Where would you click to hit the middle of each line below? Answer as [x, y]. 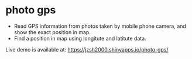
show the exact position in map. [52, 32]
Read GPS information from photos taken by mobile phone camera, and [100, 26]
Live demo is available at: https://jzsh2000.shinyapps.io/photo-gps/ [87, 49]
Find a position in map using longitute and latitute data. [80, 38]
